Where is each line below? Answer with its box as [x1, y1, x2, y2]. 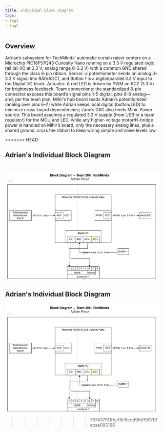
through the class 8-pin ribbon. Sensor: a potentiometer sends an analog [5, 71, 151, 77]
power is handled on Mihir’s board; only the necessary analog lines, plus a [5, 122, 154, 128]
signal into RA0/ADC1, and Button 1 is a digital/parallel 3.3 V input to [17, 76, 153, 81]
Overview [5, 42, 36, 50]
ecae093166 [90, 422, 116, 428]
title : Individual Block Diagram [5, 8, 73, 13]
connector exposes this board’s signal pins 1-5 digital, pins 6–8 [5, 91, 132, 97]
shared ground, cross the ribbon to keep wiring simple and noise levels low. [5, 127, 157, 134]
